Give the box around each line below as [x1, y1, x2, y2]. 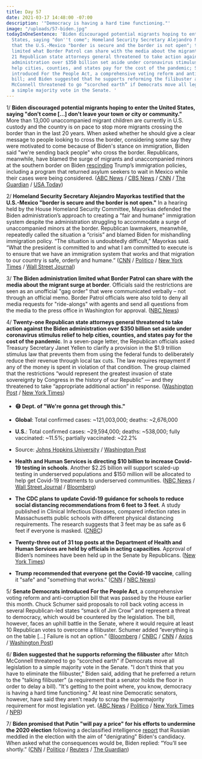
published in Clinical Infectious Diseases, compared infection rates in [14, 508, 186, 515]
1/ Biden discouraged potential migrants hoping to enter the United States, [6, 104, 195, 111]
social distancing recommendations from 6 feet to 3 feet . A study [14, 501, 181, 509]
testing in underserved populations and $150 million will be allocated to [14, 471, 191, 478]
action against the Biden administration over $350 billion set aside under [6, 325, 192, 332]
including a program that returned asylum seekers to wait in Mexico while [6, 168, 188, 175]
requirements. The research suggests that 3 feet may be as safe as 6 [14, 521, 186, 528]
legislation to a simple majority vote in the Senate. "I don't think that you [6, 664, 185, 671]
